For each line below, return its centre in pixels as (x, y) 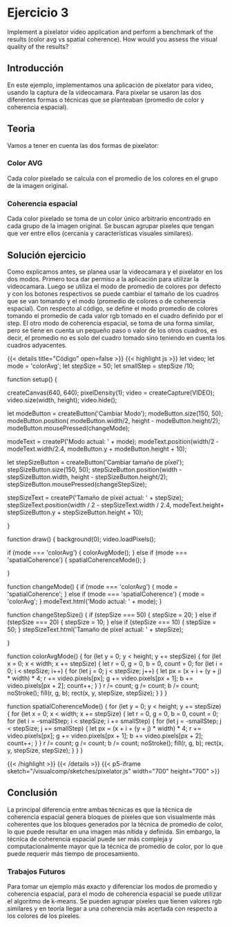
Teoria (21, 129)
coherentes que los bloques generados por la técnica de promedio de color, (115, 824)
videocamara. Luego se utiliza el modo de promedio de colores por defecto (114, 286)
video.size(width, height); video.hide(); (62, 400)
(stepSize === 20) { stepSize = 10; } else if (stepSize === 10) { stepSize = (112, 622)
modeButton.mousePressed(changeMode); (68, 428)
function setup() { (32, 379)
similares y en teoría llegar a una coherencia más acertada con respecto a (112, 909)
